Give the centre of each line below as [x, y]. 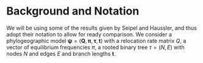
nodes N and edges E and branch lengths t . [61, 53]
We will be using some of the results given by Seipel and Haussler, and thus [102, 28]
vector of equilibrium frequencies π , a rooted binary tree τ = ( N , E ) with [95, 47]
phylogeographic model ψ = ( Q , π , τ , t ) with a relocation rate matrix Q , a [96, 41]
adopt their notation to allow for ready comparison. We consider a [89, 34]
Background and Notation [73, 11]
